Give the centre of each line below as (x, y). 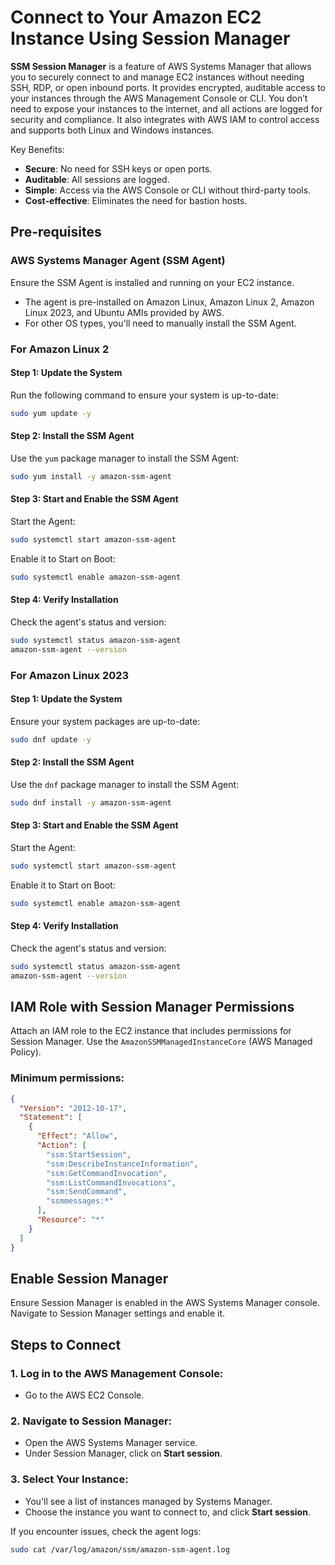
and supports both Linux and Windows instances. (112, 130)
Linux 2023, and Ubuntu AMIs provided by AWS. (124, 312)
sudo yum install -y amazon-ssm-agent (91, 476)
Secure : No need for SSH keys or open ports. (118, 168)
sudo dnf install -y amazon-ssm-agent (91, 802)
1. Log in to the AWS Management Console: (117, 1373)
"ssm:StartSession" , (89, 1154)
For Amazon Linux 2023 (70, 675)
